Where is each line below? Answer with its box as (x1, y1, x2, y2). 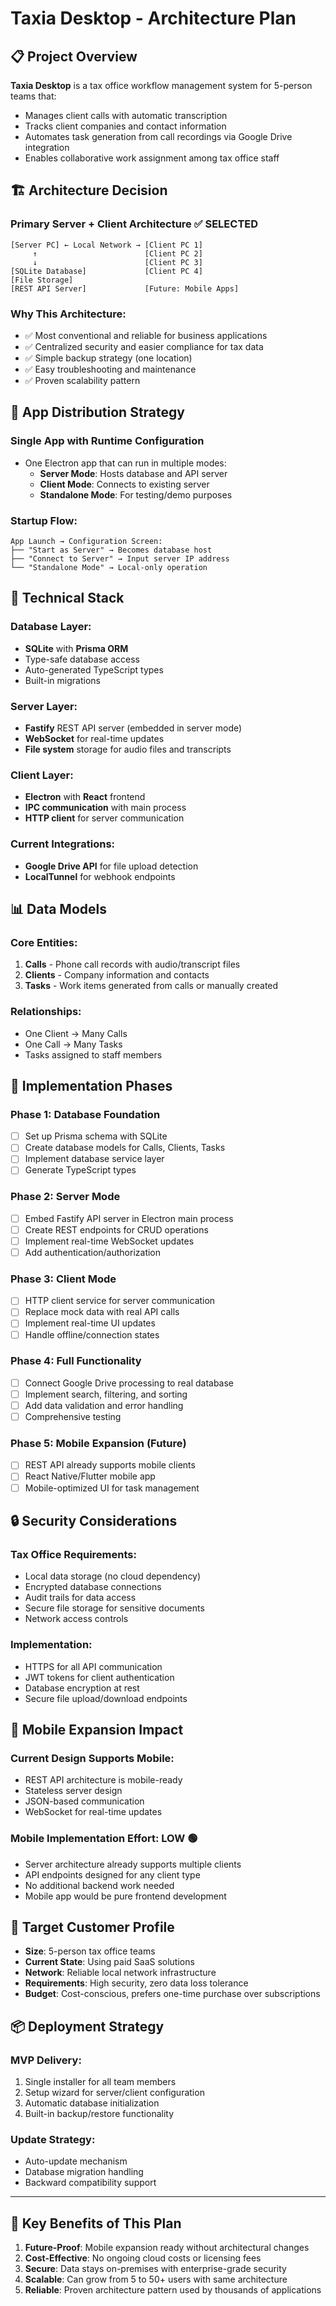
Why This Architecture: (10, 307, 127, 321)
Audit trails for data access (24, 1592, 137, 1604)
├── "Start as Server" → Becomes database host (10, 545, 213, 555)
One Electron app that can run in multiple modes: (24, 457, 227, 469)
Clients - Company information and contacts (24, 969, 210, 981)
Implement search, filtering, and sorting (24, 1388, 188, 1400)
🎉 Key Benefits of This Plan (10, 2215, 182, 2232)
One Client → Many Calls (24, 1027, 128, 1039)
